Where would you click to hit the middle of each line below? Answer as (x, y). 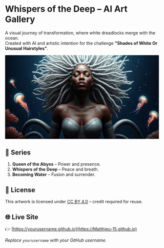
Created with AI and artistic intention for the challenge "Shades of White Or (81, 43)
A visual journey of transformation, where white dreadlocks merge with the (80, 33)
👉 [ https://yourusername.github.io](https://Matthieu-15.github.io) (71, 229)
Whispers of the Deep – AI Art (66, 9)
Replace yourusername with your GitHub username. (56, 240)
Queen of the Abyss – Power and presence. (56, 164)
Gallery (20, 19)
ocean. (12, 38)
